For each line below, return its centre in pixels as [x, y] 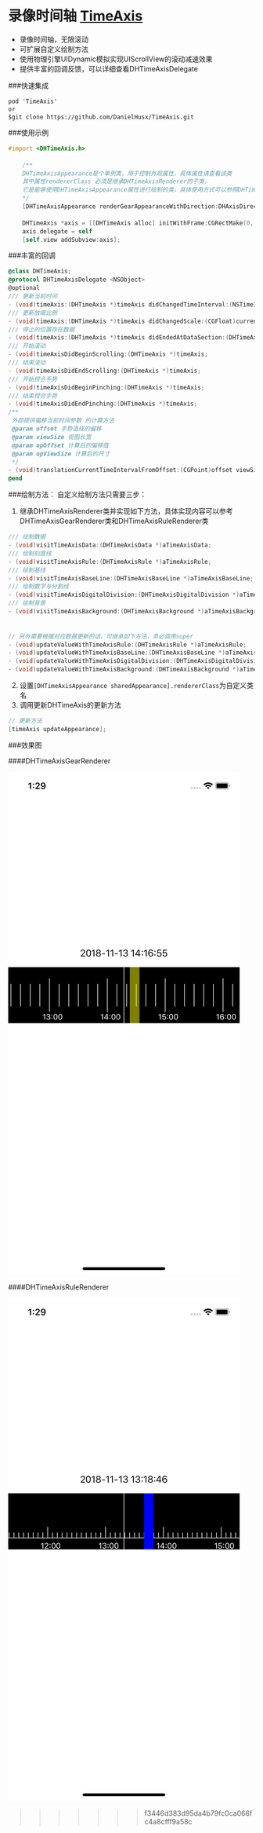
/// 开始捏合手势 [32, 379]
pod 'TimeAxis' [33, 101]
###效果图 [25, 745]
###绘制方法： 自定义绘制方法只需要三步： [77, 495]
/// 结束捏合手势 [32, 396]
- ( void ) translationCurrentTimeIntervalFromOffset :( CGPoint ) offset [121, 470]
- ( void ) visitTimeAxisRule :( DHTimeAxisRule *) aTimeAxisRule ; [110, 562]
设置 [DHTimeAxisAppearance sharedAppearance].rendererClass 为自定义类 [137, 686]
